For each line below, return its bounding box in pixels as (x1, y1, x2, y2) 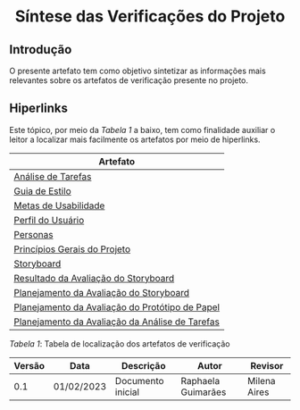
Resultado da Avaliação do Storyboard (13, 272, 175, 284)
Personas (13, 228, 54, 240)
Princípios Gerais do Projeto (13, 243, 131, 255)
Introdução (9, 42, 72, 57)
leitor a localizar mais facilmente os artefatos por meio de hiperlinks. (9, 134, 261, 145)
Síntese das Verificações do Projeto (14, 6, 286, 27)
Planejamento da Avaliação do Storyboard (13, 286, 190, 298)
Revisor (250, 359, 284, 372)
